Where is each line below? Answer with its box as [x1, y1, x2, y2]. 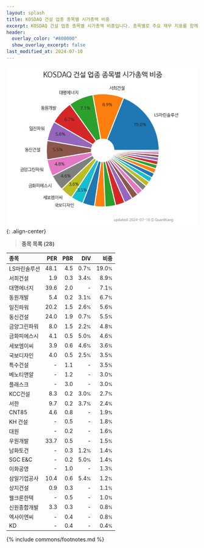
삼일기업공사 [9, 475, 39, 482]
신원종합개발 [9, 503, 39, 511]
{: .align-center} [6, 227, 47, 235]
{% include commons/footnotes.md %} [6, 535, 105, 543]
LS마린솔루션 [9, 265, 41, 272]
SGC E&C [9, 456, 33, 463]
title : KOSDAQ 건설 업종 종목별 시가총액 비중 [6, 16, 110, 23]
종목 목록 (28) [21, 240, 55, 247]
